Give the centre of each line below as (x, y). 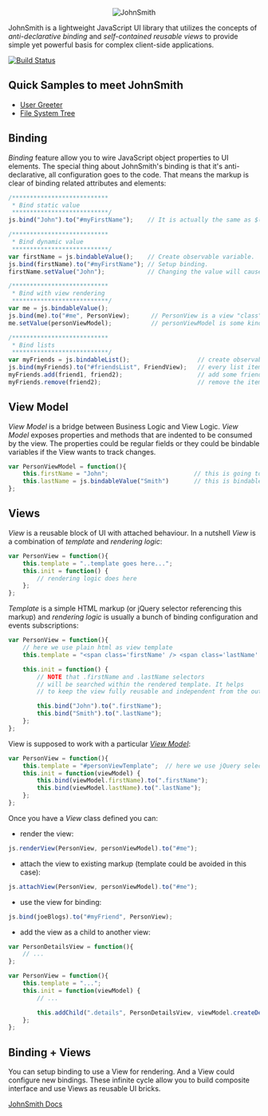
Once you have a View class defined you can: (83, 818)
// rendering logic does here (87, 578)
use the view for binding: (61, 902)
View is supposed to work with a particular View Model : (100, 743)
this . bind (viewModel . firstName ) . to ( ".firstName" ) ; (123, 781)
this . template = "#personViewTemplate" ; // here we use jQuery (132, 766)
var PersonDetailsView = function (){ (71, 947)
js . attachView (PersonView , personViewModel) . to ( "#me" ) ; (103, 887)
